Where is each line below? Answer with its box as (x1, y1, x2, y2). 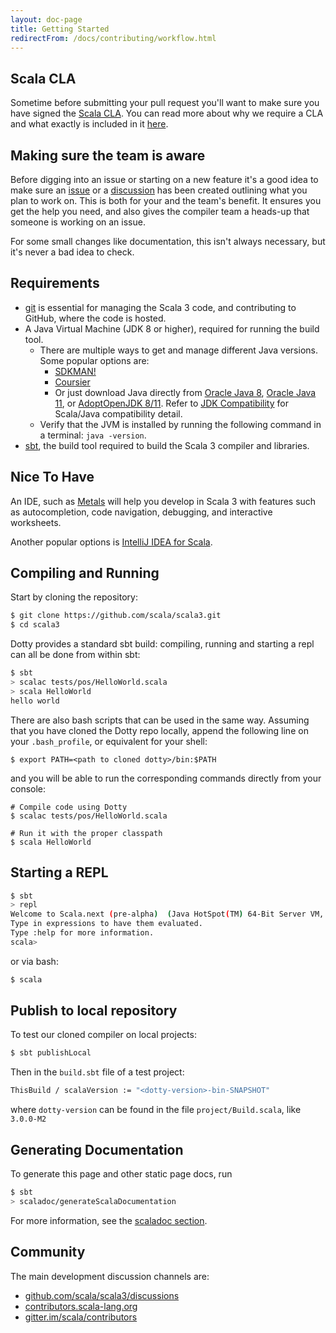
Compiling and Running (10, 565, 160, 582)
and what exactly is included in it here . (10, 118, 169, 130)
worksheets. (10, 516, 62, 528)
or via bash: (10, 955, 59, 967)
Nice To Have (10, 469, 95, 486)
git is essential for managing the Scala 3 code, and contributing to (24, 301, 297, 313)
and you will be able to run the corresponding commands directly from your (10, 772, 322, 784)
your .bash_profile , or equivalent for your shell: (10, 735, 208, 747)
